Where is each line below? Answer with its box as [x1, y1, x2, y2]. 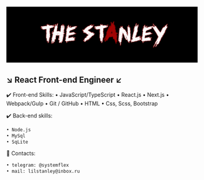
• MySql [6, 133, 26, 139]
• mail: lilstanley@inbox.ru [6, 168, 80, 174]
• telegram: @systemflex [6, 162, 69, 168]
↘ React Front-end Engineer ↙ [6, 74, 123, 85]
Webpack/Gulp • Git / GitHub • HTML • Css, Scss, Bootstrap [6, 100, 158, 107]
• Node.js [6, 126, 32, 133]
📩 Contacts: [6, 150, 36, 157]
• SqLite [6, 139, 29, 145]
